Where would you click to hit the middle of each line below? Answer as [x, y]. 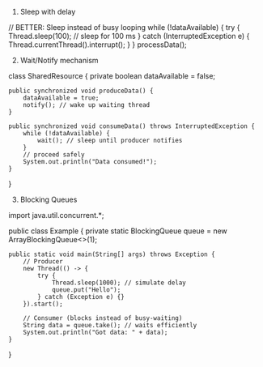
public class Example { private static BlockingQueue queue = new [118, 231]
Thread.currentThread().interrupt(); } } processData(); [98, 45]
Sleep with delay [48, 12]
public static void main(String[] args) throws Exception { [112, 254]
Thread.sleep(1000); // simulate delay [119, 283]
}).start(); [43, 304]
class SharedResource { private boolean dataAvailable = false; [112, 76]
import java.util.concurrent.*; [56, 215]
